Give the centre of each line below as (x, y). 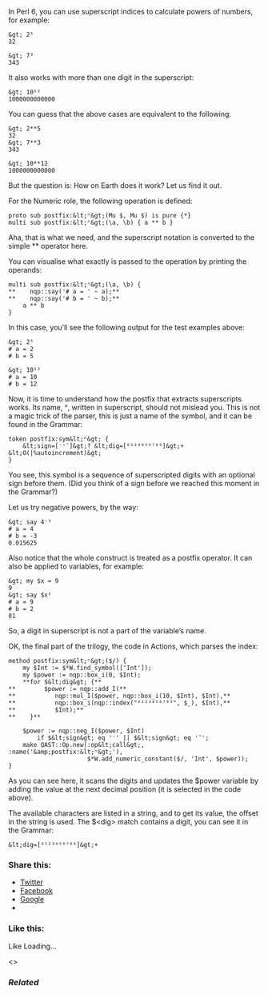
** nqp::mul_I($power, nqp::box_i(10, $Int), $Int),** (119, 696)
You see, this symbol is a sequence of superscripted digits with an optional (132, 475)
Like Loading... (33, 946)
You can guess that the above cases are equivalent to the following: (120, 114)
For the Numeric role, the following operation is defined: (100, 201)
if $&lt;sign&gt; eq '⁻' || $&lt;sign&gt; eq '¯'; (123, 738)
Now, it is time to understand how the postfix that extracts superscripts (125, 399)
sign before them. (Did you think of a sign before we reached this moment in (134, 483)
